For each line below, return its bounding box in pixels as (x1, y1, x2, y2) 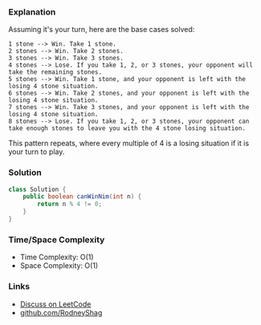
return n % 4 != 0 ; (37, 200, 103, 209)
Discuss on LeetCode (19, 299, 92, 309)
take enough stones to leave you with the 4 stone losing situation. (8, 124, 247, 132)
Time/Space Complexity (8, 234, 105, 245)
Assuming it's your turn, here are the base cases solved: (8, 25, 195, 35)
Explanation (8, 6, 56, 18)
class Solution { (8, 185, 67, 193)
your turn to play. (8, 147, 65, 156)
